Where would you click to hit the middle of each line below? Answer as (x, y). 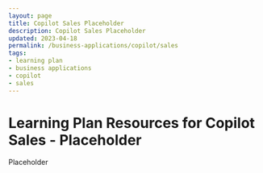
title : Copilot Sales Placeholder (67, 23)
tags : (17, 53)
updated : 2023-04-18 (43, 38)
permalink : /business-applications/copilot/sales (94, 46)
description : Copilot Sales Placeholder (77, 31)
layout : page (30, 16)
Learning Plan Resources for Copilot (132, 123)
